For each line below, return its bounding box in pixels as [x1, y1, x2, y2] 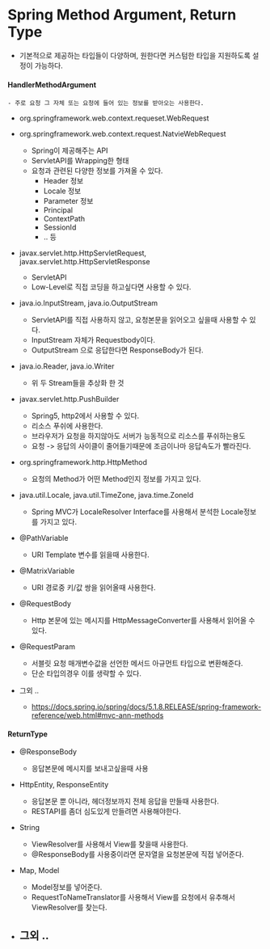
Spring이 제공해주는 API [31, 146, 108, 155]
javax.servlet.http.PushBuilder [19, 394, 120, 404]
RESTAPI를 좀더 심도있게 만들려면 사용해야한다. [31, 807, 181, 816]
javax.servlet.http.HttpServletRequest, [19, 248, 147, 258]
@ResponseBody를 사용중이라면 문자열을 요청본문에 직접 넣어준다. [31, 850, 244, 859]
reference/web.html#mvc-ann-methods [31, 711, 164, 720]
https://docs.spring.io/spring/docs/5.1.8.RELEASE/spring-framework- [31, 702, 262, 712]
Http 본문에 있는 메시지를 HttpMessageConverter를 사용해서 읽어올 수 [31, 616, 255, 626]
